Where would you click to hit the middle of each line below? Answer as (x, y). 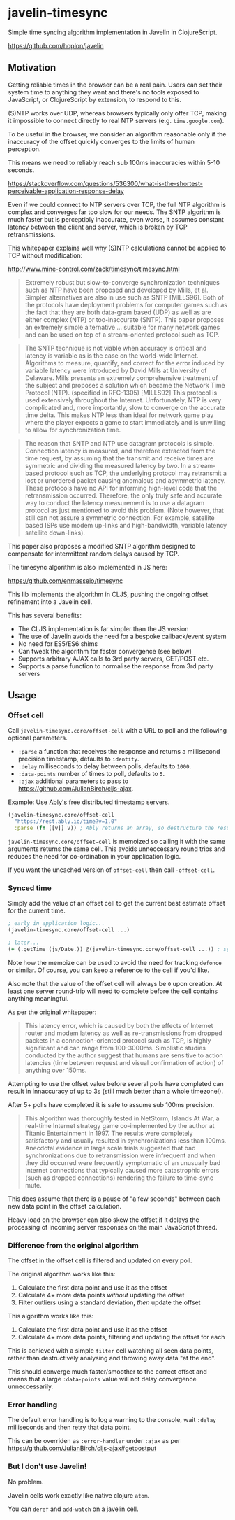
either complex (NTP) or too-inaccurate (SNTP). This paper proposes (124, 319)
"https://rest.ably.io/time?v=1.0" (66, 822)
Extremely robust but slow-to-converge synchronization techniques (122, 282)
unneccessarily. (31, 1386)
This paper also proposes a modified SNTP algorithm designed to (102, 546)
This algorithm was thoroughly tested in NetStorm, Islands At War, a (122, 1118)
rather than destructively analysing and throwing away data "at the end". (112, 1358)
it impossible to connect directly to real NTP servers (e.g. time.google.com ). (116, 120)
